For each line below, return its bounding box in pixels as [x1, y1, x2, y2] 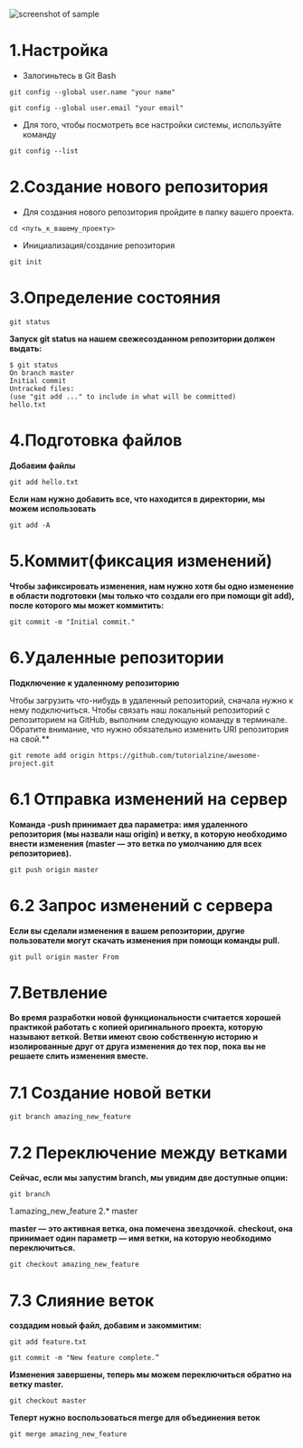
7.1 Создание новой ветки [9, 1082, 212, 1103]
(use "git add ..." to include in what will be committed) [9, 392, 237, 401]
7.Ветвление [9, 983, 109, 1002]
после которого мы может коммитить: [9, 599, 165, 610]
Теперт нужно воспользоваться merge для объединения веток [9, 1413, 260, 1424]
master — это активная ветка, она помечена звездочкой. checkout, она [9, 1223, 293, 1234]
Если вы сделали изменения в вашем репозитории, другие [9, 925, 245, 936]
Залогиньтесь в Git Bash [22, 70, 117, 81]
